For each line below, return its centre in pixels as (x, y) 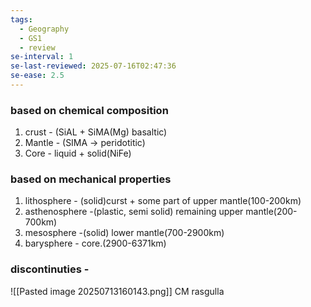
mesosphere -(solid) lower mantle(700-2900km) (124, 233)
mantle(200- (271, 212)
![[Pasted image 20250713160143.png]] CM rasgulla (117, 291)
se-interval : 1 (42, 57)
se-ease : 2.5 (37, 76)
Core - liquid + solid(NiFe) (78, 153)
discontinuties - (50, 269)
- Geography (44, 29)
